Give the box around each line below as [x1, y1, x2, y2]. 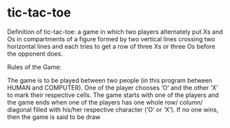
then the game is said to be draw [7, 112, 101, 121]
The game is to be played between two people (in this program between [7, 76, 213, 84]
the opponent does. [7, 50, 64, 58]
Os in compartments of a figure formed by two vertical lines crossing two [7, 34, 215, 43]
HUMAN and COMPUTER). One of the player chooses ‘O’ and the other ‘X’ [7, 83, 218, 92]
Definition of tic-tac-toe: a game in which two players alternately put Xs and [7, 28, 223, 36]
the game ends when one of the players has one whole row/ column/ [7, 98, 203, 106]
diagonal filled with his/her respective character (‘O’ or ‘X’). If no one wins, [7, 105, 219, 114]
